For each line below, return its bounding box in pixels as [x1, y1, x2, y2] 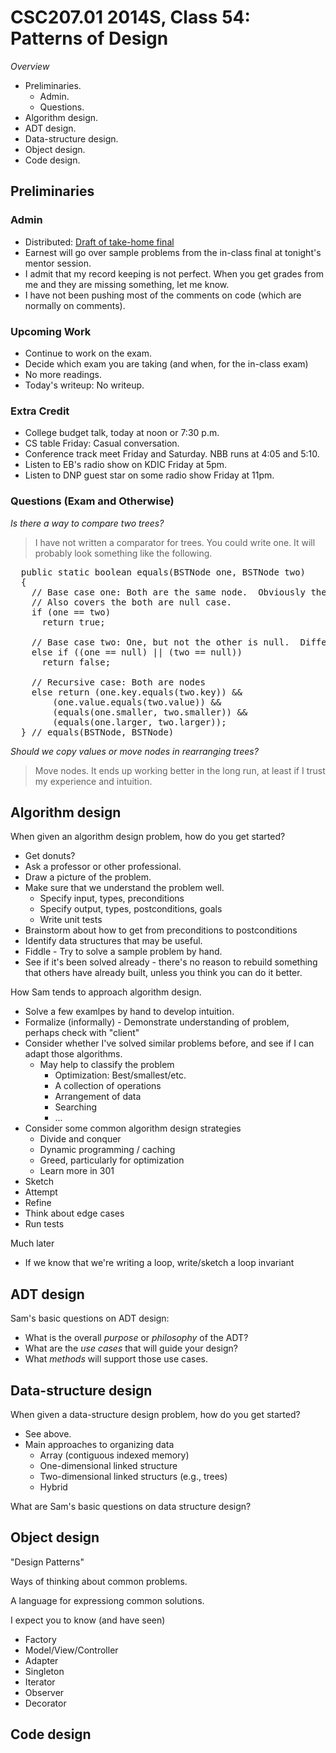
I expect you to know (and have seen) [10, 1614, 166, 1626]
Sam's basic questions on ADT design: [10, 1312, 170, 1325]
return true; [41, 616, 106, 628]
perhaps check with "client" [24, 1027, 140, 1039]
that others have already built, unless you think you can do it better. [24, 967, 303, 979]
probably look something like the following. [34, 547, 213, 559]
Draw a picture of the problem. [24, 871, 152, 883]
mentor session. [24, 257, 92, 269]
